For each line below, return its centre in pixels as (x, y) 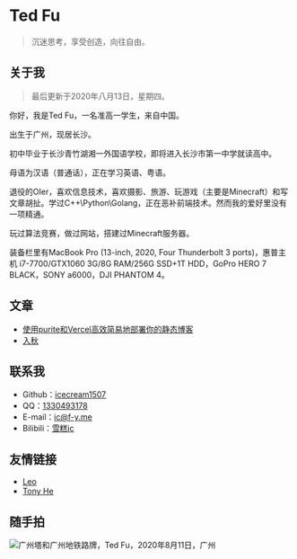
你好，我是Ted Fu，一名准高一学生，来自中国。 (96, 115)
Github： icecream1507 (64, 395)
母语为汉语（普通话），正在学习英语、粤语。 (90, 173)
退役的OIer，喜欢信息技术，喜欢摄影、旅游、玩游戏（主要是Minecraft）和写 (149, 191)
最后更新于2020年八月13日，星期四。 (100, 96)
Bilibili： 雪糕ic (48, 429)
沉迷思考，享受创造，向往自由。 (90, 41)
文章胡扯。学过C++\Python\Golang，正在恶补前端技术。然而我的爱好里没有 (148, 202)
